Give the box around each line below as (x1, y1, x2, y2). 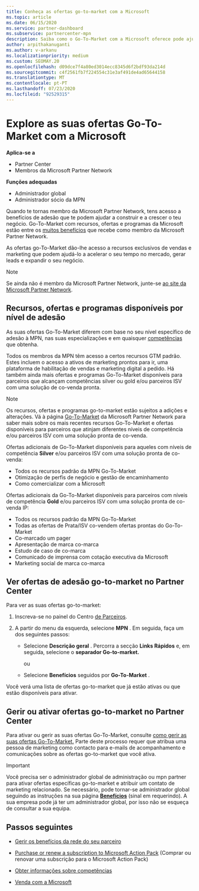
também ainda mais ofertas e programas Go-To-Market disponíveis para (6, 371, 182, 378)
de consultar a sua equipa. (6, 805, 71, 812)
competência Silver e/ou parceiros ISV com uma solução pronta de (6, 450, 171, 457)
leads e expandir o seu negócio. (6, 257, 85, 264)
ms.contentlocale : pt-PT (6, 81, 68, 86)
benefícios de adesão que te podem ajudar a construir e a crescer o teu (6, 214, 181, 221)
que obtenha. (6, 341, 38, 348)
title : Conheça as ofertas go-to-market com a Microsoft (6, 8, 150, 15)
